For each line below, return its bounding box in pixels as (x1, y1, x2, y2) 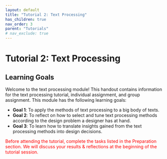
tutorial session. (5, 149, 39, 155)
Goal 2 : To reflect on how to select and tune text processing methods (12, 112, 157, 118)
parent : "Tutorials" (5, 26, 49, 31)
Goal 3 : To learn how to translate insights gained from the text (12, 123, 142, 129)
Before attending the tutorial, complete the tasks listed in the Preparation (5, 138, 157, 144)
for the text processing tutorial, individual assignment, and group (5, 92, 140, 98)
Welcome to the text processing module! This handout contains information (5, 87, 162, 92)
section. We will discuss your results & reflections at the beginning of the (5, 144, 157, 149)
